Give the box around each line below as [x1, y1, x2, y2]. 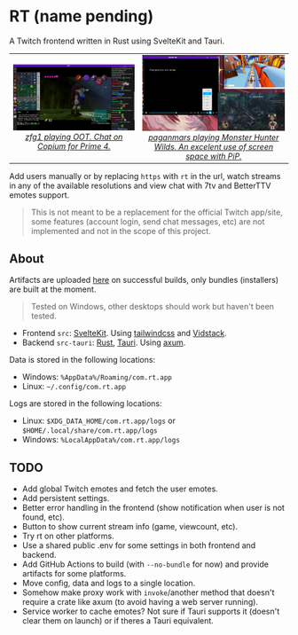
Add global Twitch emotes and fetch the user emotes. [21, 483, 219, 494]
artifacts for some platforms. [21, 568, 127, 579]
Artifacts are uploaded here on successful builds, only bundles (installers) [9, 275, 279, 286]
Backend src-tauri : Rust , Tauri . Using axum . [21, 337, 186, 348]
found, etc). [21, 512, 65, 522]
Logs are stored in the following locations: [9, 398, 162, 409]
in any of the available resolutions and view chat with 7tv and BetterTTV [9, 180, 271, 191]
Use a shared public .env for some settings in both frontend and [21, 540, 256, 551]
